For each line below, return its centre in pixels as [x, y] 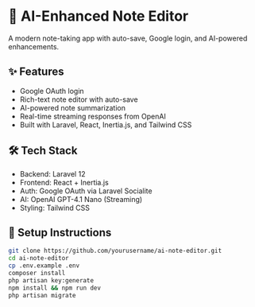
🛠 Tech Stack [43, 151]
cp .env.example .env [44, 266]
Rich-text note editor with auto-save [79, 99]
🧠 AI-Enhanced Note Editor [99, 16]
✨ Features [36, 72]
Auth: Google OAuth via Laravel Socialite [86, 191]
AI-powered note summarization [72, 107]
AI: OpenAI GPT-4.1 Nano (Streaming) [81, 199]
